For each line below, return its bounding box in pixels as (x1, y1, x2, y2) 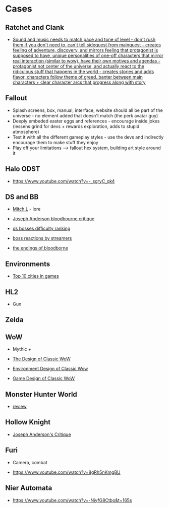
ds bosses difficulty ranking (12, 225, 71, 232)
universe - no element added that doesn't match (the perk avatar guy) (12, 112, 158, 118)
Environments (5, 260, 50, 268)
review (12, 404, 27, 410)
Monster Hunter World (5, 390, 77, 399)
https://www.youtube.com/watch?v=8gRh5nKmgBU (12, 469, 121, 475)
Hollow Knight (5, 418, 51, 426)
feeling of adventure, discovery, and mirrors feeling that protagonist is (12, 47, 158, 53)
